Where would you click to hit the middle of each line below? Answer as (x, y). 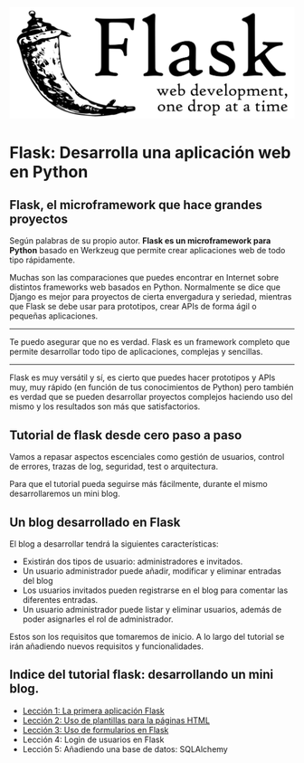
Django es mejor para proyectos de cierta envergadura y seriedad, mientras (151, 297)
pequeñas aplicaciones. (54, 316)
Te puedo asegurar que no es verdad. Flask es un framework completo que (150, 342)
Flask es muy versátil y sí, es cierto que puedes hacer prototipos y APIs (142, 377)
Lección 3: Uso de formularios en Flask (95, 730)
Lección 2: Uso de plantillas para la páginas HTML (116, 720)
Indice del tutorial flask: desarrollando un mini (142, 675)
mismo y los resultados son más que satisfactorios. (105, 406)
